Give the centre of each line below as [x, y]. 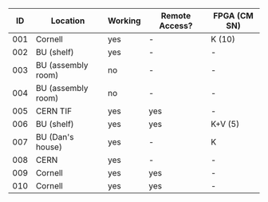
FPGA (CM [233, 16]
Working [124, 21]
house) [49, 147]
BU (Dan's [55, 137]
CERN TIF [54, 111]
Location [68, 21]
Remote [176, 16]
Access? [176, 26]
